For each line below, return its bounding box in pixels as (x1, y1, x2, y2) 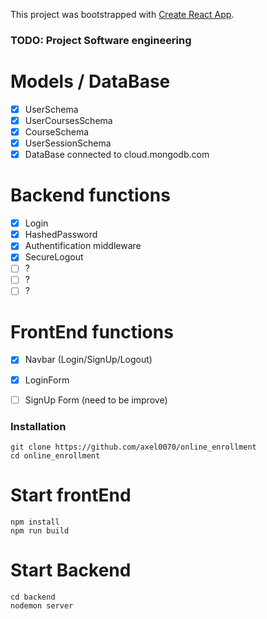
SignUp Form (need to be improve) (24, 394, 168, 406)
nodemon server (10, 600, 74, 611)
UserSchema (24, 103, 79, 115)
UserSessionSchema (24, 137, 112, 149)
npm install (10, 517, 60, 527)
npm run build (10, 525, 70, 536)
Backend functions (10, 184, 171, 207)
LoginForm (24, 374, 70, 386)
